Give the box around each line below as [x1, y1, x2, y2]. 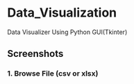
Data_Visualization [7, 5, 117, 21]
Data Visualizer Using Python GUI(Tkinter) [7, 28, 128, 36]
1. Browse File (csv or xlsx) [7, 69, 99, 78]
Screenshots [7, 48, 64, 60]
